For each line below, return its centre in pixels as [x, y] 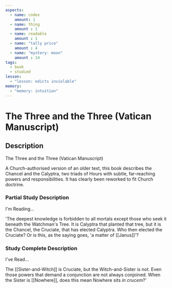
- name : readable [28, 34]
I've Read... [17, 259]
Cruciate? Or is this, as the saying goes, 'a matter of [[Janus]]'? [72, 235]
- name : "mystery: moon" [36, 53]
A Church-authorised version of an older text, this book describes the [79, 168]
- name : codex [25, 15]
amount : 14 [27, 58]
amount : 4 [26, 48]
